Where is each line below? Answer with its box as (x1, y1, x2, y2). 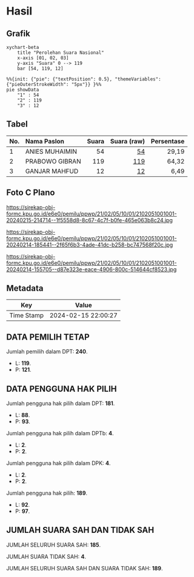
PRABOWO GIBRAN (25, 157, 81, 165)
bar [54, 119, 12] (17, 65, 64, 71)
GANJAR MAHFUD (25, 167, 79, 175)
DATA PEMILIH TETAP (6, 332, 90, 342)
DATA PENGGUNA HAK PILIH (6, 383, 117, 394)
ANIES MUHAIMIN (25, 147, 78, 156)
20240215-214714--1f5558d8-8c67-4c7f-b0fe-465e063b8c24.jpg (6, 216, 173, 223)
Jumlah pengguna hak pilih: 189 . (6, 489, 88, 497)
